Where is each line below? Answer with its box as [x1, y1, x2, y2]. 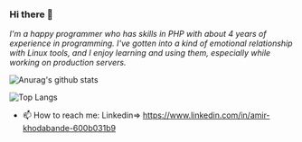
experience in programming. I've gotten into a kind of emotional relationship [9, 38, 293, 49]
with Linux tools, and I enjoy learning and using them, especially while [9, 48, 271, 58]
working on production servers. [9, 58, 127, 68]
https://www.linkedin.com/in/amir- [142, 110, 270, 120]
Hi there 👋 [9, 8, 54, 21]
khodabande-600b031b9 [22, 123, 116, 134]
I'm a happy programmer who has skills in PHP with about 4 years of [9, 29, 267, 40]
